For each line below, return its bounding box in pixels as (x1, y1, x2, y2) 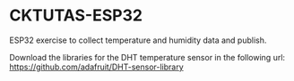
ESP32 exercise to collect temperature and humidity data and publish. (9, 35, 267, 45)
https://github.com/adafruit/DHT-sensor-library (9, 61, 184, 72)
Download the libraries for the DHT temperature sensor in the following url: (9, 52, 285, 62)
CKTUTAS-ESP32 (9, 5, 143, 26)
